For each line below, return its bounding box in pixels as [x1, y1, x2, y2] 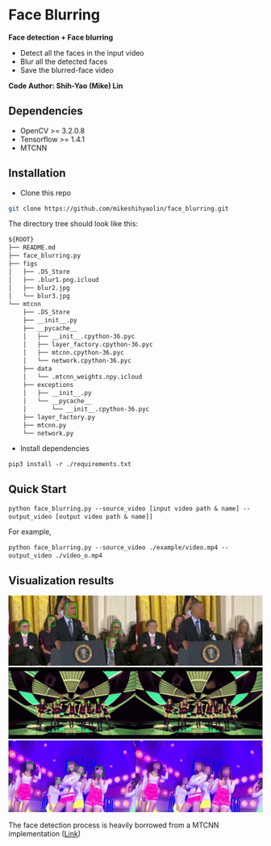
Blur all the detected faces [19, 57, 108, 66]
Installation [8, 166, 66, 180]
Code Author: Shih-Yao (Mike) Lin [8, 81, 123, 90]
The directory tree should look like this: [8, 219, 139, 229]
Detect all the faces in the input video [19, 48, 145, 57]
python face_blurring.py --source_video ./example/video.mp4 [8, 544, 219, 552]
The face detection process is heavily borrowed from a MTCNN [8, 820, 219, 830]
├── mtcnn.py [23, 422, 67, 430]
